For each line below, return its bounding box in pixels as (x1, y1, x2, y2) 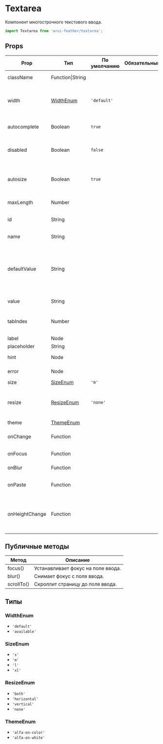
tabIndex (7, 318, 28, 324)
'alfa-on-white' (12, 735, 45, 741)
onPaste (7, 481, 27, 488)
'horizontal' (12, 696, 39, 702)
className (7, 74, 33, 80)
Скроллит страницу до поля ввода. (33, 581, 117, 588)
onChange (7, 433, 32, 440)
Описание (65, 557, 90, 563)
